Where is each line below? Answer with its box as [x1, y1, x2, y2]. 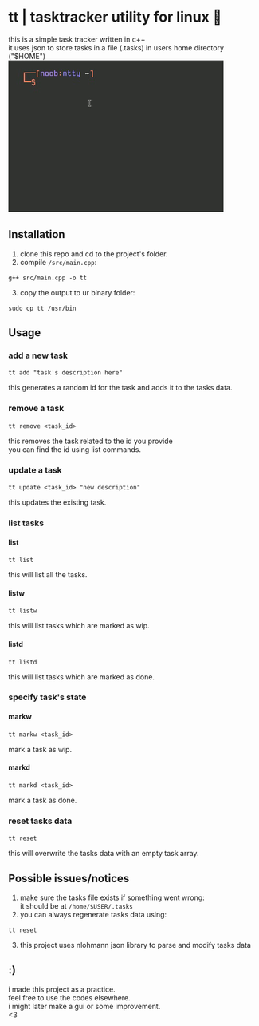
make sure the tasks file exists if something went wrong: [19, 893, 205, 902]
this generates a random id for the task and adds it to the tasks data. [8, 383, 233, 393]
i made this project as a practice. [8, 984, 116, 994]
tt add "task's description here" [8, 369, 124, 377]
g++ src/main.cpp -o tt [8, 274, 88, 282]
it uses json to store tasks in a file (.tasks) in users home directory [8, 42, 225, 52]
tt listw [8, 607, 37, 615]
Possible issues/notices [8, 871, 130, 885]
